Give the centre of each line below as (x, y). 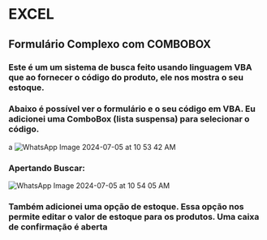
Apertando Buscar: (47, 168)
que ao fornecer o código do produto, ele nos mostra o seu (126, 77)
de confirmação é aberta (58, 227)
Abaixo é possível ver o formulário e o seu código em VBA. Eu (132, 109)
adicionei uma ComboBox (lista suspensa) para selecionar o (129, 119)
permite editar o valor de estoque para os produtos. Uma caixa (134, 217)
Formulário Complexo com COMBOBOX (110, 44)
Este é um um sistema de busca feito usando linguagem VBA (131, 67)
